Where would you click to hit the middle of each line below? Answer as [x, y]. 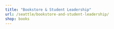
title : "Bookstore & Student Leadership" [48, 10]
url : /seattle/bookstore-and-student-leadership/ [57, 14]
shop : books [17, 19]
